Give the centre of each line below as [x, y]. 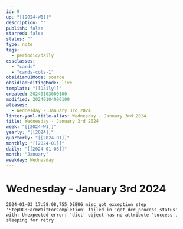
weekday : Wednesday [30, 160]
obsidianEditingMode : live [39, 83]
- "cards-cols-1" [33, 72]
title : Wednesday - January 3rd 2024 [53, 122]
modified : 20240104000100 [38, 99]
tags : [13, 50]
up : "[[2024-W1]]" [29, 17]
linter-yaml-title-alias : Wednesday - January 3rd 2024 [76, 116]
